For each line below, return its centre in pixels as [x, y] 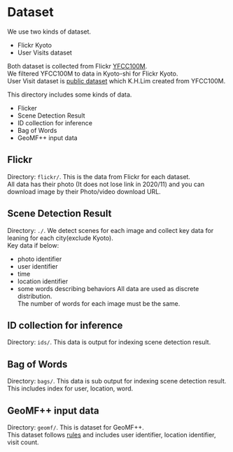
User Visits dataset [44, 52]
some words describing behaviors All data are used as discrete [108, 288]
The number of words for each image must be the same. [99, 303]
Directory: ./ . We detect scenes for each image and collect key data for [111, 230]
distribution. [35, 296]
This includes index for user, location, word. [70, 388]
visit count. [23, 442]
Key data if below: [33, 245]
